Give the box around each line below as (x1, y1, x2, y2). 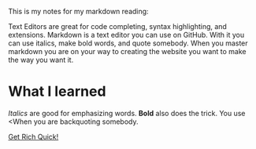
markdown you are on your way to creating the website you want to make (8, 47, 247, 56)
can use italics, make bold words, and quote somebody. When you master (8, 38, 248, 48)
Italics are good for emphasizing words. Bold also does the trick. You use (8, 108, 246, 118)
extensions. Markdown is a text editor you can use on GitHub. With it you (8, 31, 245, 39)
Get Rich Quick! (8, 132, 59, 141)
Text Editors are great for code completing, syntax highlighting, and (8, 22, 227, 31)
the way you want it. (8, 55, 74, 64)
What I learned (8, 82, 106, 100)
